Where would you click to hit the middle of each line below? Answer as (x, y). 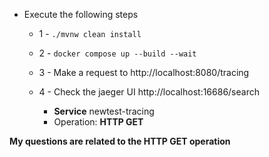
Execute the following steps (81, 14)
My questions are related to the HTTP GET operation (120, 141)
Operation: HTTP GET (98, 122)
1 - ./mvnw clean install (90, 33)
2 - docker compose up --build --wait (117, 53)
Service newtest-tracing (104, 111)
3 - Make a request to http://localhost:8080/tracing (144, 72)
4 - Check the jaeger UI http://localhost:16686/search (149, 92)
